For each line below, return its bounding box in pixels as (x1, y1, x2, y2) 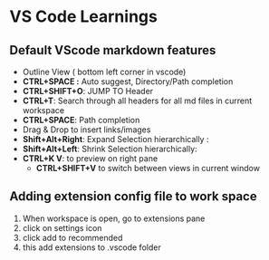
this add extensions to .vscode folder (22, 242, 161, 253)
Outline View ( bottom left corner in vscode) (22, 66, 187, 77)
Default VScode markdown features (9, 43, 216, 58)
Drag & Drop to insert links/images (22, 124, 151, 135)
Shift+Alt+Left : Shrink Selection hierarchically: (22, 143, 197, 154)
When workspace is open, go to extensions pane (22, 213, 206, 224)
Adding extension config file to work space (9, 188, 257, 205)
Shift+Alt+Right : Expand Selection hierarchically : (22, 134, 209, 144)
